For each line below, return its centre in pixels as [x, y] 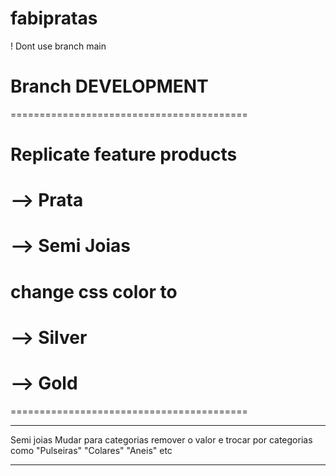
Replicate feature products [124, 154]
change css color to [94, 291]
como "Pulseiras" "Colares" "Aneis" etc [91, 450]
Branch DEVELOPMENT [109, 86]
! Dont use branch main [58, 46]
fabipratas [54, 18]
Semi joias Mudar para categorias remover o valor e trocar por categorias [161, 439]
